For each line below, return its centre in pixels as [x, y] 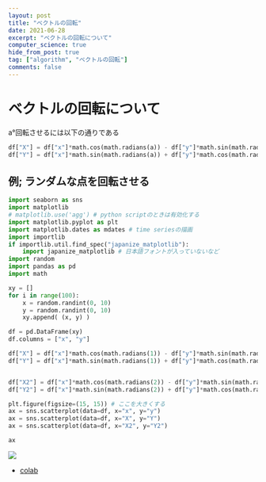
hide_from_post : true [44, 52]
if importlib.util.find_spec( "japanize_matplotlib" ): [99, 244]
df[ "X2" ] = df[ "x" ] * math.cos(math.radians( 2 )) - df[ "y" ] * [106, 382]
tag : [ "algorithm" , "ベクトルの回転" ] [68, 60]
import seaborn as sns [46, 200]
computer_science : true [47, 45]
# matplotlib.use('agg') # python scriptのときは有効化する [104, 215]
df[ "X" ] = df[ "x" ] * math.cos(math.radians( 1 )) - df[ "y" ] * [104, 354]
